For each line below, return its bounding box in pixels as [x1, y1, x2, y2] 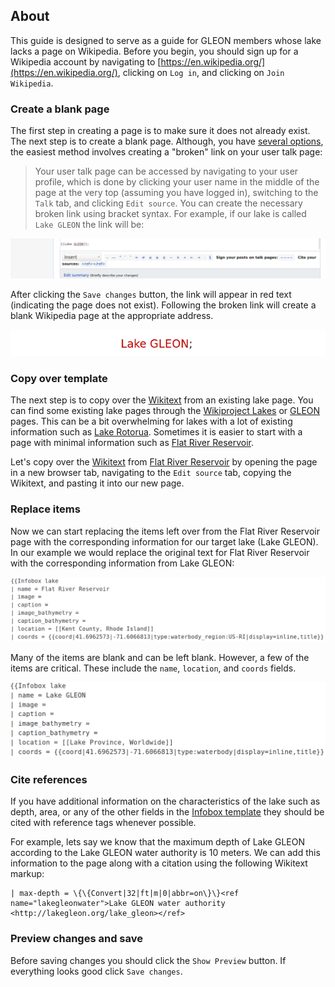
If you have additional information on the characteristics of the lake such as [10, 795, 321, 808]
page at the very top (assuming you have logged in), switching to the [34, 187, 319, 199]
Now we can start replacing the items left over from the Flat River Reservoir [10, 525, 320, 537]
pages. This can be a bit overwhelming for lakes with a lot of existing [10, 415, 293, 428]
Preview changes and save [10, 932, 143, 946]
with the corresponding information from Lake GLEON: [10, 557, 235, 569]
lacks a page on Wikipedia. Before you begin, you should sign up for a [10, 45, 299, 57]
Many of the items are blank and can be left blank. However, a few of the [10, 652, 310, 664]
